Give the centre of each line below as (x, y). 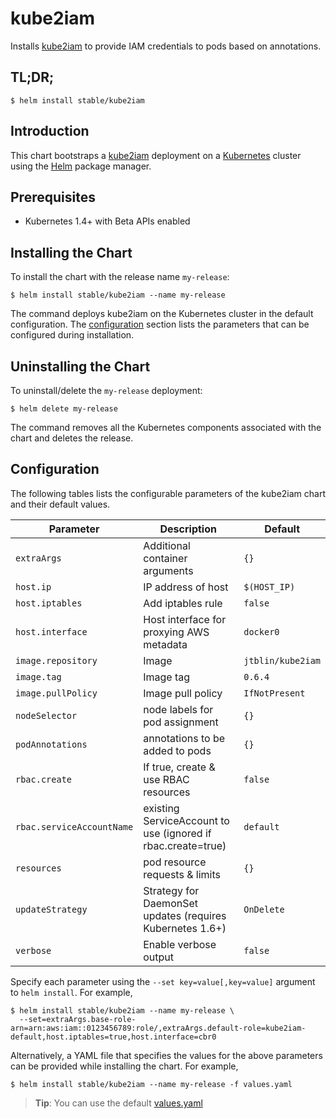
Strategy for (171, 890)
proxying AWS (176, 632)
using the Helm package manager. (81, 166)
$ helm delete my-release (64, 409)
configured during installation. (72, 335)
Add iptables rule (183, 603)
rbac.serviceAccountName (74, 826)
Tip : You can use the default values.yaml (118, 1103)
